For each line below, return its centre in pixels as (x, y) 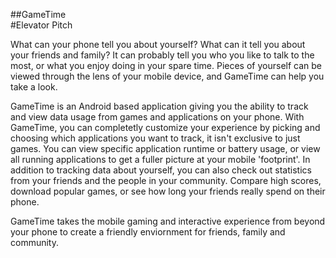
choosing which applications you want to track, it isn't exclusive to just (155, 138)
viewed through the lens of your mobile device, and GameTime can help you (167, 76)
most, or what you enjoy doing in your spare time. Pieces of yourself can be (166, 65)
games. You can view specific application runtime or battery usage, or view (165, 148)
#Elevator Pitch (41, 25)
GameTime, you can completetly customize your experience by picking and (165, 127)
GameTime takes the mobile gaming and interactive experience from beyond (168, 221)
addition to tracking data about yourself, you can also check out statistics (161, 170)
